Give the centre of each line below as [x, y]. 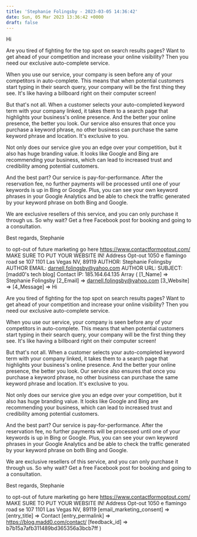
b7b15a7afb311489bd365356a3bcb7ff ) [54, 528]
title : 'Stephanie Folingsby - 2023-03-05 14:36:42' [72, 11]
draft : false [22, 22]
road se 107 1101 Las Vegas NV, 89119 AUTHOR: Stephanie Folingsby [89, 262]
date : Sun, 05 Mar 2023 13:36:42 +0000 [55, 17]
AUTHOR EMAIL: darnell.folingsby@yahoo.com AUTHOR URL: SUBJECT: [94, 268]
